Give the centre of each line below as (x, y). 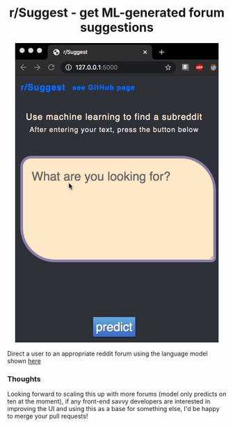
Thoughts (24, 378)
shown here (24, 361)
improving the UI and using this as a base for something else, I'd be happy (114, 409)
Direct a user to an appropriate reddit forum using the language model (107, 353)
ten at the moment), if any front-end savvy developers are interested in (109, 401)
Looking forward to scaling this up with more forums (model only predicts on (117, 394)
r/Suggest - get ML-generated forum (117, 13)
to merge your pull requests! (48, 416)
